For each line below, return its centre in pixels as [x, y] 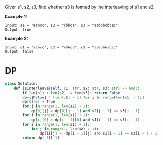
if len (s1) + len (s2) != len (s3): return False [71, 93]
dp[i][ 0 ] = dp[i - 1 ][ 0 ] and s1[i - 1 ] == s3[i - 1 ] [85, 120]
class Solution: [21, 84]
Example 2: [16, 39]
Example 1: [16, 16]
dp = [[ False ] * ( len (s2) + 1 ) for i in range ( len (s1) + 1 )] [83, 97]
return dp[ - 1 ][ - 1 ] [41, 138]
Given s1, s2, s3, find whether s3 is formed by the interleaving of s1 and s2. [80, 7]
